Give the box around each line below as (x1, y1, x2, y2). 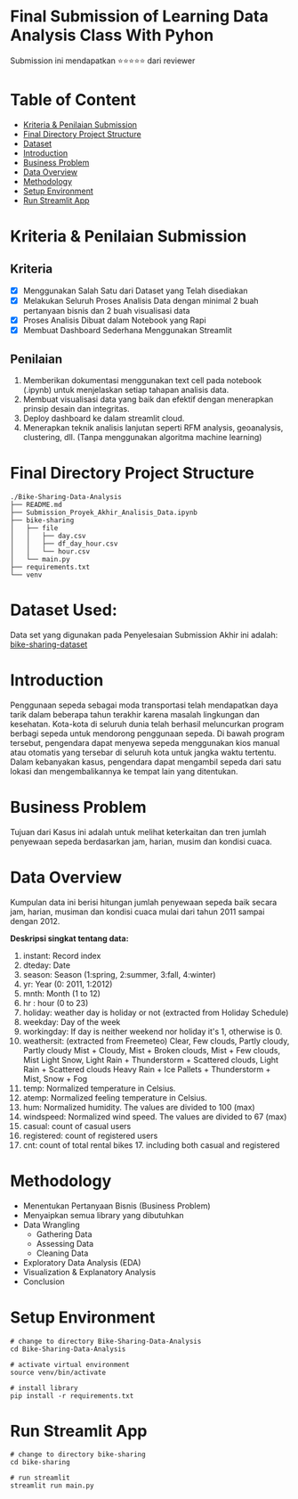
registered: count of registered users (22, 1130, 158, 1141)
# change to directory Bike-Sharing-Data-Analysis (10, 1337, 202, 1346)
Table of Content (10, 90, 137, 111)
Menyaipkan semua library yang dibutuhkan (22, 1209, 184, 1220)
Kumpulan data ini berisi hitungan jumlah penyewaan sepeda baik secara (10, 897, 278, 907)
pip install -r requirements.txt (10, 1391, 134, 1400)
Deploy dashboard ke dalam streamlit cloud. (22, 413, 185, 423)
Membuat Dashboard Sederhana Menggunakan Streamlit (22, 325, 232, 336)
